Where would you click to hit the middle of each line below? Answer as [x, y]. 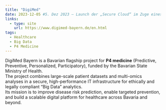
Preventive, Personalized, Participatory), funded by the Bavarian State [76, 66]
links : [12, 19]
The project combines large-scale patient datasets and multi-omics [74, 76]
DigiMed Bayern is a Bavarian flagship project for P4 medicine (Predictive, [81, 60]
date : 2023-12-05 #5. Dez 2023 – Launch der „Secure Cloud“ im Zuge [77, 14]
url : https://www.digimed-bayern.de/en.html [61, 28]
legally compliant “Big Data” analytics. [44, 86]
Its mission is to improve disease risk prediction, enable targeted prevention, [83, 92]
